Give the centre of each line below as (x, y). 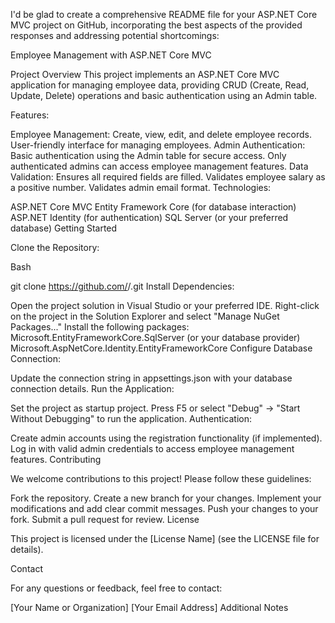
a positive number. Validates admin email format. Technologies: (141, 187)
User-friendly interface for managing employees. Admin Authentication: (158, 145)
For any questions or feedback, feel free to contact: (116, 588)
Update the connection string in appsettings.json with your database (151, 378)
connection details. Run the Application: (92, 388)
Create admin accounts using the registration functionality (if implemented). (166, 438)
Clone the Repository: (55, 247)
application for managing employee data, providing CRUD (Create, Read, (160, 85)
